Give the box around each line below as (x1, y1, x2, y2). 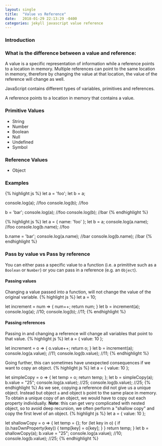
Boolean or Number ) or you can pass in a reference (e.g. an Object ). (5, 267, 137, 273)
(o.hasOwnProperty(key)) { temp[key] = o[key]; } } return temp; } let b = (5, 425, 149, 431)
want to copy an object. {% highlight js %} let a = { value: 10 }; (5, 365, 130, 371)
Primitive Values (5, 107, 45, 114)
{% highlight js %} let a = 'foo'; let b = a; (5, 191, 86, 196)
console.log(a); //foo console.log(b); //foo (5, 200, 89, 206)
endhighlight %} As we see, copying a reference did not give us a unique (5, 385, 151, 391)
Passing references (5, 320, 45, 326)
